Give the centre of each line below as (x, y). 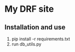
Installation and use (35, 27)
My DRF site (29, 9)
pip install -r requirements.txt (41, 39)
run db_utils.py (27, 44)
